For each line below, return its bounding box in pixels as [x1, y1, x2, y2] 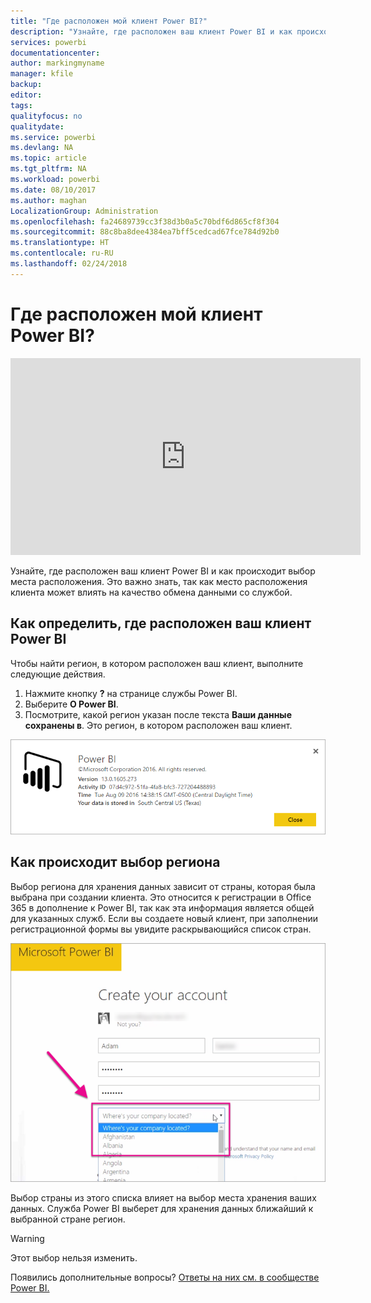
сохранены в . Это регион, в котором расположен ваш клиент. [24, 719, 293, 731]
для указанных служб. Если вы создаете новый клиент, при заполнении [10, 912, 318, 924]
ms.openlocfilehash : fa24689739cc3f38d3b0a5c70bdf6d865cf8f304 [10, 216, 280, 227]
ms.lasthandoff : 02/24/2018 [10, 259, 128, 269]
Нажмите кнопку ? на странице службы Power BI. [24, 687, 238, 699]
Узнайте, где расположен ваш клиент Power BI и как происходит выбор [10, 565, 316, 577]
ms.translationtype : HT [10, 238, 110, 248]
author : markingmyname [10, 58, 105, 69]
